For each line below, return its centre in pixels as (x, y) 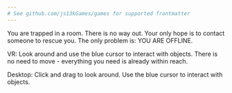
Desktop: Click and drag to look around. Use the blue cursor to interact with (115, 74)
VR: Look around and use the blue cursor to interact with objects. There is (113, 54)
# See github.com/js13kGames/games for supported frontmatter (99, 13)
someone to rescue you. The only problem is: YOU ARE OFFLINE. (100, 40)
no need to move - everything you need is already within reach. (98, 61)
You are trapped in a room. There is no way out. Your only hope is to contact (116, 33)
